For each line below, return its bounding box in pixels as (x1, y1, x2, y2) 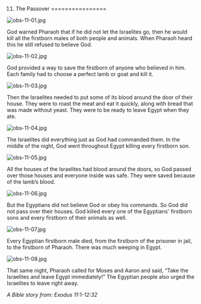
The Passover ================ (15, 5, 107, 12)
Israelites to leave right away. (7, 279, 79, 287)
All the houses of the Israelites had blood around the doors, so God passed (7, 166, 192, 172)
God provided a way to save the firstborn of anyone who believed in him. (7, 64, 186, 71)
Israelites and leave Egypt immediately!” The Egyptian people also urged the (7, 273, 195, 280)
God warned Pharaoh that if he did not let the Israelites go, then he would (7, 28, 188, 35)
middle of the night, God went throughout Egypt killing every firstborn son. (7, 142, 190, 149)
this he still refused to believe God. (7, 41, 93, 48)
